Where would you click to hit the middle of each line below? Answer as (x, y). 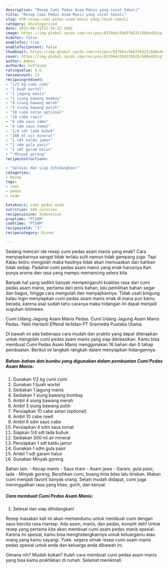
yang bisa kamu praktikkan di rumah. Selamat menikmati (64, 560)
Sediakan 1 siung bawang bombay (48, 395)
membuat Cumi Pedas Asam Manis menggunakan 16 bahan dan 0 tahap (80, 344)
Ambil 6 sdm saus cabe (37, 422)
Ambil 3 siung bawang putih (42, 406)
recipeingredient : (25, 80)
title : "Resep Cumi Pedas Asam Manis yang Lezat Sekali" (66, 15)
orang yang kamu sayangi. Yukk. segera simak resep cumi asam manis (78, 539)
